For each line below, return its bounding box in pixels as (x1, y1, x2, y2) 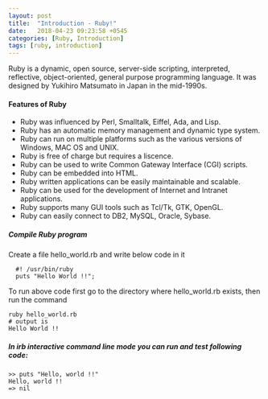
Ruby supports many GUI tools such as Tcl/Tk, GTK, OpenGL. (19, 203, 224, 212)
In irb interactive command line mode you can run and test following (8, 341, 242, 351)
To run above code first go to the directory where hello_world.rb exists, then (8, 286, 261, 296)
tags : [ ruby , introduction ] (8, 42, 103, 50)
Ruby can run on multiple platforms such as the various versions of (19, 134, 243, 144)
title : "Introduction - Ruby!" (8, 19, 117, 27)
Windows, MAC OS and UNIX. (19, 142, 119, 153)
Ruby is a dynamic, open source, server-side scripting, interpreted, (8, 64, 231, 73)
